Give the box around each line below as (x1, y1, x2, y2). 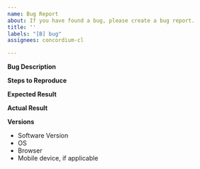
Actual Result (7, 104, 48, 112)
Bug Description (7, 62, 57, 71)
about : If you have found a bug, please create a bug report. (7, 17, 195, 24)
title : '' (7, 23, 37, 31)
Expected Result (7, 90, 57, 99)
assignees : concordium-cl (7, 37, 84, 44)
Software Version (17, 131, 69, 140)
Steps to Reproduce (7, 76, 67, 85)
